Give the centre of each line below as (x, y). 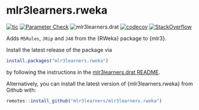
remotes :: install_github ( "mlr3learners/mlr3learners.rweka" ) (84, 101)
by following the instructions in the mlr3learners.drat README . (83, 72)
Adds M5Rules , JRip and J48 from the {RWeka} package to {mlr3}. (86, 38)
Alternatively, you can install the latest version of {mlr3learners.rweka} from (100, 83)
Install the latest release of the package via (59, 50)
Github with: (21, 90)
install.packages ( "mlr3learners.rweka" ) (58, 61)
